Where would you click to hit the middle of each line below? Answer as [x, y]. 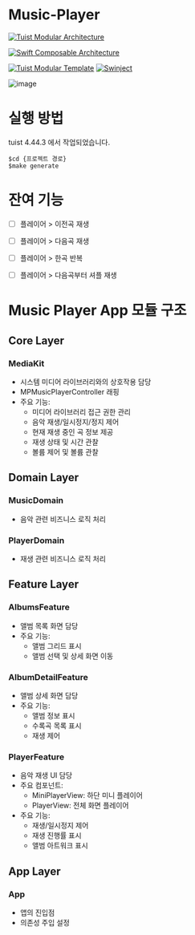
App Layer [35, 871]
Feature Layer [43, 584]
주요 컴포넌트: [42, 785]
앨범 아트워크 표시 [60, 846]
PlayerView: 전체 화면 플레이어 [80, 805]
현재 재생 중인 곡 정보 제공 [73, 431]
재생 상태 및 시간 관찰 [65, 442]
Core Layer [36, 340]
